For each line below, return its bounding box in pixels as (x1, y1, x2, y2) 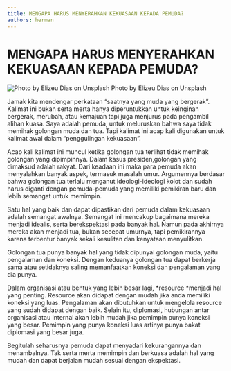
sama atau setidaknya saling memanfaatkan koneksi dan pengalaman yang (7, 263, 221, 271)
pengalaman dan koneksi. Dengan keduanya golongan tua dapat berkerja (7, 256, 216, 264)
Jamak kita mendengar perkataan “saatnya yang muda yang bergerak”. (7, 98, 210, 106)
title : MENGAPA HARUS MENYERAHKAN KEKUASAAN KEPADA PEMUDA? (7, 10, 185, 17)
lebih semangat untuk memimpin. (7, 192, 102, 200)
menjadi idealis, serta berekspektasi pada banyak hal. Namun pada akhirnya (7, 220, 225, 229)
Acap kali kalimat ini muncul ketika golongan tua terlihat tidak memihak (7, 148, 209, 156)
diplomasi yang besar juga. (7, 328, 84, 336)
